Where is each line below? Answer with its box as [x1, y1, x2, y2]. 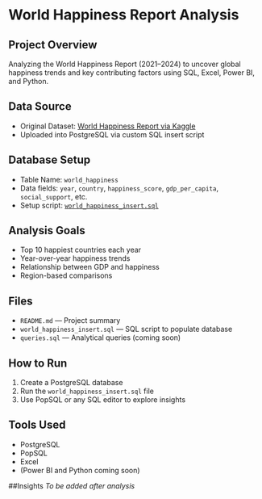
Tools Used [8, 418, 66, 432]
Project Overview [8, 38, 98, 52]
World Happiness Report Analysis [8, 6, 239, 24]
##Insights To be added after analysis [8, 480, 135, 490]
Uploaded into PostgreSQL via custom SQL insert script [19, 129, 205, 139]
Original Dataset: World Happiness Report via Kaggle [19, 121, 196, 131]
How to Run [8, 356, 68, 370]
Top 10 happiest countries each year [19, 245, 142, 255]
